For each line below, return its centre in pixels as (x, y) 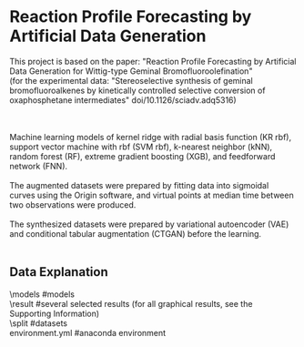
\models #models (42, 294)
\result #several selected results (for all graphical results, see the (131, 303)
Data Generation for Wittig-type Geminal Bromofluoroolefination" (131, 71)
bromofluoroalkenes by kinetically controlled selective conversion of (137, 90)
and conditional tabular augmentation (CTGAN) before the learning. (136, 233)
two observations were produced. (73, 204)
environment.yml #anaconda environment (88, 332)
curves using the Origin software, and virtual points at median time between (152, 195)
